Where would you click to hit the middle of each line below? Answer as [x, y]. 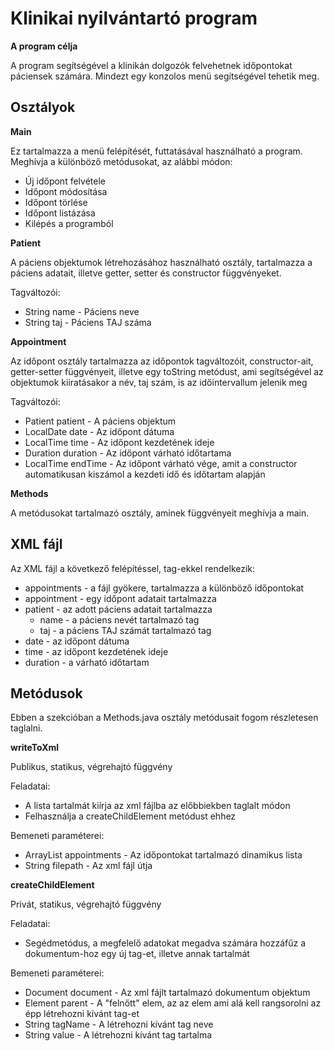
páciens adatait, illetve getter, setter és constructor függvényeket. [146, 273]
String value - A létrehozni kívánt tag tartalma [118, 1035]
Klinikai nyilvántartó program [134, 18]
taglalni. [26, 728]
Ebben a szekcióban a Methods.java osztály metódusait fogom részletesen [164, 718]
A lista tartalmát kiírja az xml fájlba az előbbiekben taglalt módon [157, 806]
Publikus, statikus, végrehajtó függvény [91, 767]
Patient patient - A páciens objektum [100, 421]
